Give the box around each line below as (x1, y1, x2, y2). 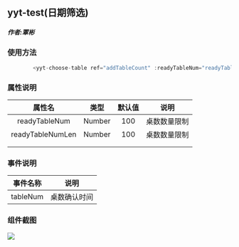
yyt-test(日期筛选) (7, 6, 89, 19)
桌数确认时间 (50, 192, 94, 202)
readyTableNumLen (11, 129, 77, 139)
